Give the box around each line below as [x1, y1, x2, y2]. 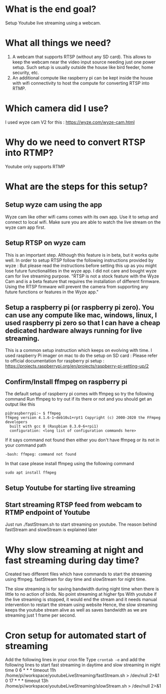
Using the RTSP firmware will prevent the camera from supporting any [5, 283, 149, 289]
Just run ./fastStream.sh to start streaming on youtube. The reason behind [5, 521, 157, 527]
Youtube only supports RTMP [5, 163, 65, 169]
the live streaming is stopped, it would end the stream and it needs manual [5, 597, 157, 603]
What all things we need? [5, 37, 111, 49]
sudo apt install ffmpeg [5, 470, 56, 475]
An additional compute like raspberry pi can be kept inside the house [12, 74, 153, 80]
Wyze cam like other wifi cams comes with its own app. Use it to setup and [5, 213, 159, 219]
